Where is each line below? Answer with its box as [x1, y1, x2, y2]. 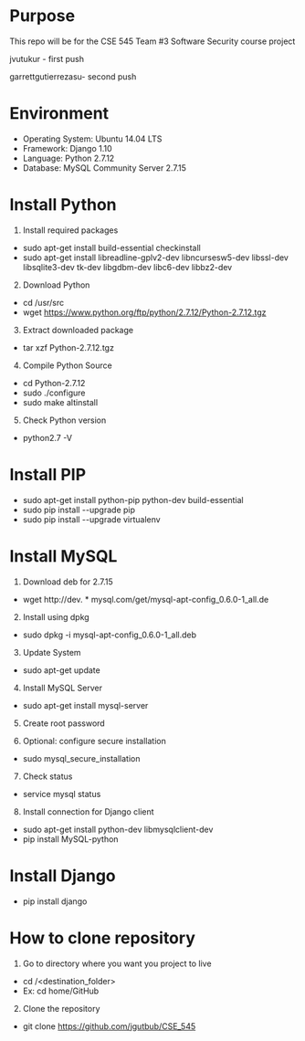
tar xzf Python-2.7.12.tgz [22, 342, 114, 352]
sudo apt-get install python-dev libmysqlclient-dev [22, 824, 214, 835]
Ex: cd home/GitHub [22, 985, 100, 996]
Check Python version [22, 415, 107, 426]
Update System [22, 647, 81, 657]
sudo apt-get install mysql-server [22, 699, 149, 710]
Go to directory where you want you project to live [22, 958, 212, 969]
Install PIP [9, 465, 87, 485]
